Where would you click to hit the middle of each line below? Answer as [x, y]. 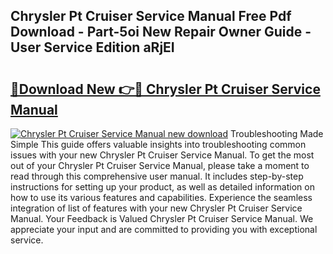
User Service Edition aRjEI [92, 47]
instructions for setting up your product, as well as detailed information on [162, 187]
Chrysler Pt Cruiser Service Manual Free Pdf [151, 16]
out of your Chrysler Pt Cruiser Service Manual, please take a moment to [160, 165]
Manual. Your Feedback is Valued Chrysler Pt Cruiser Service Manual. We [162, 218]
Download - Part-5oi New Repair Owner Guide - [161, 32]
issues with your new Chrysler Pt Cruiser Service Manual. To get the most [162, 155]
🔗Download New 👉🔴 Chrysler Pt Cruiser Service [165, 89]
